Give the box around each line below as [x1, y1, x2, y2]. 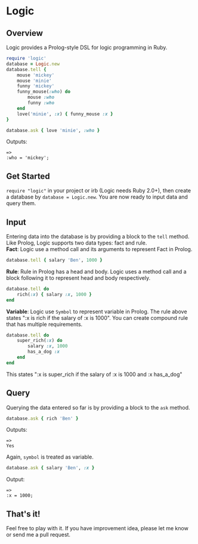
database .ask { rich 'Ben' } [6, 415, 79, 421]
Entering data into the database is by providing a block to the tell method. [6, 233, 190, 240]
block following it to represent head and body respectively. [6, 274, 151, 282]
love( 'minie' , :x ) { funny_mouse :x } [17, 111, 113, 117]
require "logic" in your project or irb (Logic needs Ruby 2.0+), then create [6, 187, 191, 194]
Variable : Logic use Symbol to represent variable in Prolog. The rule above [6, 308, 187, 315]
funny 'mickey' [17, 83, 55, 89]
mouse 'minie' [17, 78, 52, 84]
